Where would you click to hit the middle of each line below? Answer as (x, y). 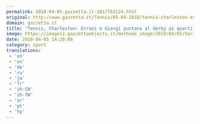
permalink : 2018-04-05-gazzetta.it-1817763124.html (71, 12)
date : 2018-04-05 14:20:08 (40, 39)
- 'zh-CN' (21, 89)
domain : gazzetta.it (32, 23)
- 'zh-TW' (21, 95)
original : (18, 17)
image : (14, 34)
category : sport (26, 45)
